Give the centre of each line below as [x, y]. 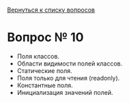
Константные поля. [45, 85]
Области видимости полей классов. [70, 63]
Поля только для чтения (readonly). [68, 78]
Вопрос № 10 [45, 38]
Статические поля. [45, 70]
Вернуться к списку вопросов [51, 10]
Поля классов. [38, 56]
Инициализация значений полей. [65, 92]
